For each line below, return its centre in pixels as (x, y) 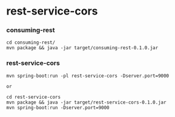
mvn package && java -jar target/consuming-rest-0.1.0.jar (82, 48)
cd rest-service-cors (34, 97)
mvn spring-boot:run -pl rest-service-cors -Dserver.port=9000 (88, 76)
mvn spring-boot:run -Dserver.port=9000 (58, 107)
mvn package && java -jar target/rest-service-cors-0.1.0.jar (86, 102)
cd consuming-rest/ (31, 43)
